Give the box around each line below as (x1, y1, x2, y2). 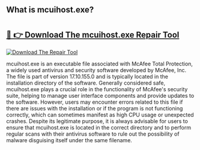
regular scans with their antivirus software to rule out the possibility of (6, 130, 180, 137)
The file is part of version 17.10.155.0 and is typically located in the (6, 73, 168, 80)
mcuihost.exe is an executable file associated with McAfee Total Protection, (6, 60, 193, 67)
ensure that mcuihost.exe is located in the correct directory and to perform (6, 124, 191, 131)
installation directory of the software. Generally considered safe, (6, 79, 166, 86)
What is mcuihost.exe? (6, 5, 94, 15)
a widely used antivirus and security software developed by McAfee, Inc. (6, 67, 187, 74)
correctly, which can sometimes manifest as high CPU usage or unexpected (6, 111, 194, 118)
